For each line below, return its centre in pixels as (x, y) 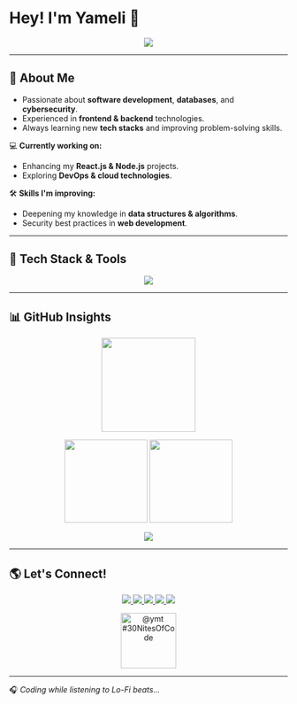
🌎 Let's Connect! (58, 573)
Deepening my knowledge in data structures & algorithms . (130, 213)
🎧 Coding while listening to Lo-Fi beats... (85, 690)
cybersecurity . (49, 109)
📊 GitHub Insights (61, 317)
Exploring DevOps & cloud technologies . (97, 175)
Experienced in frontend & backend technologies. (113, 118)
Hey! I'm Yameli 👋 (74, 18)
